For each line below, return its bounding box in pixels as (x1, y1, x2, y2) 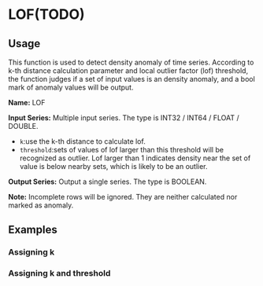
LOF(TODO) (8, 5, 85, 24)
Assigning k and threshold (8, 268, 111, 279)
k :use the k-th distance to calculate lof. (19, 137, 146, 146)
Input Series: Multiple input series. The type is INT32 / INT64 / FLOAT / (8, 113, 239, 123)
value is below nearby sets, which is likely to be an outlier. (19, 162, 208, 170)
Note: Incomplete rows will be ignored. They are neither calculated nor (8, 192, 238, 201)
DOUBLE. (8, 122, 39, 130)
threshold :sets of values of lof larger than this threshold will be (19, 145, 224, 154)
